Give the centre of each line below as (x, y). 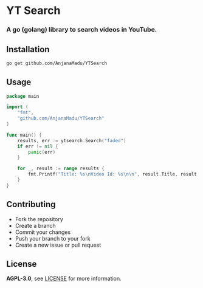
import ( (17, 107)
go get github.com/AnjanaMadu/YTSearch (57, 63)
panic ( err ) (42, 152)
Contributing (31, 204)
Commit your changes (43, 232)
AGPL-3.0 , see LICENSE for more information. (64, 279)
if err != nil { (38, 146)
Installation (28, 49)
